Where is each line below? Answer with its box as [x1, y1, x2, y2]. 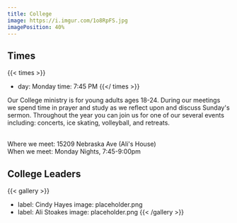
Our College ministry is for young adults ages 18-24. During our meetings [7, 96, 221, 105]
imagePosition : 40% [7, 23, 65, 30]
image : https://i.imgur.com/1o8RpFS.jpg [7, 17, 129, 24]
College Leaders [7, 168, 81, 180]
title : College [7, 10, 52, 18]
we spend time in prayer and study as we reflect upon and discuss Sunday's [7, 103, 230, 112]
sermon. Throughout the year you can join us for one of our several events [7, 111, 225, 120]
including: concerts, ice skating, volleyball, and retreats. [7, 118, 170, 127]
